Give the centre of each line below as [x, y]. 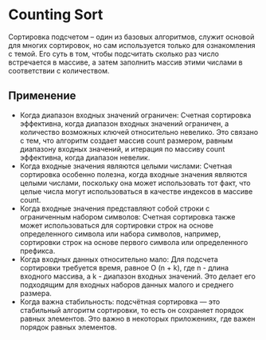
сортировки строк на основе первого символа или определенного [134, 242]
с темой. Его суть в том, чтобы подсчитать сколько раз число [113, 53]
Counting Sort [56, 15]
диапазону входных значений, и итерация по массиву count [122, 148]
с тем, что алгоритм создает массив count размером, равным [126, 140]
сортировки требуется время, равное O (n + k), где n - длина [124, 267]
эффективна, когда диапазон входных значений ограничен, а [124, 123]
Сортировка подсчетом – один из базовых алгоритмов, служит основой [131, 37]
